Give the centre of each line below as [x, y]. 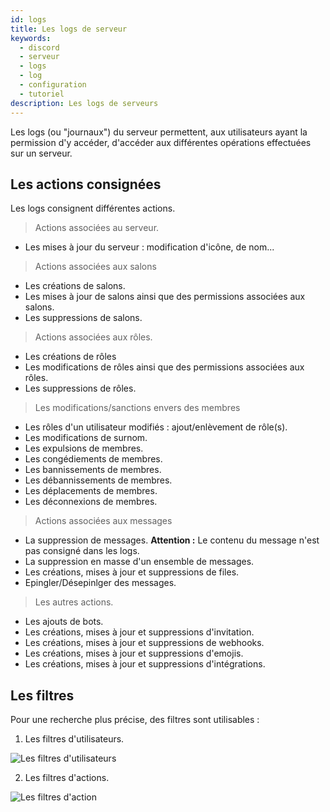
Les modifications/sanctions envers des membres [137, 408]
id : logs [28, 19]
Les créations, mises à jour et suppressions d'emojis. [134, 653]
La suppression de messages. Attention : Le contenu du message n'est [172, 540]
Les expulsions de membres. [84, 448]
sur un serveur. [41, 153]
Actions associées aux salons [95, 267]
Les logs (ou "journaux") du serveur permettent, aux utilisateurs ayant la [159, 132]
